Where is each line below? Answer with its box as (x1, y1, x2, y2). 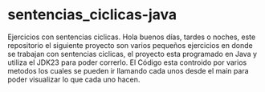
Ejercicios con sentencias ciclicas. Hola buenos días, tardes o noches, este (7, 32, 256, 42)
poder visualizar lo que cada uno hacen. (7, 74, 141, 84)
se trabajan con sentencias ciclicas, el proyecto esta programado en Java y (7, 49, 258, 58)
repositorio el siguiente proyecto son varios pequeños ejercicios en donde (7, 40, 254, 50)
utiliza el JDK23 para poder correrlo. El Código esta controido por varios (7, 58, 247, 67)
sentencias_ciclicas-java (7, 6, 177, 24)
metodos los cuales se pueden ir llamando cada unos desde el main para (7, 66, 250, 75)
